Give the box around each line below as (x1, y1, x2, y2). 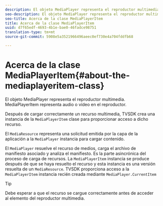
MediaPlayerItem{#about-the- (5, 70, 130, 81)
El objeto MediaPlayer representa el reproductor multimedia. (5, 96, 125, 102)
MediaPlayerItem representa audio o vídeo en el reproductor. (5, 101, 127, 107)
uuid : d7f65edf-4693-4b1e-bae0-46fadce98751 (5, 25, 97, 30)
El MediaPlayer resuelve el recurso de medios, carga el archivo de (5, 145, 136, 151)
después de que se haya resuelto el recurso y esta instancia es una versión (5, 161, 156, 167)
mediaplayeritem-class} (5, 80, 105, 92)
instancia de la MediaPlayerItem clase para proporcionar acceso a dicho (5, 116, 148, 122)
